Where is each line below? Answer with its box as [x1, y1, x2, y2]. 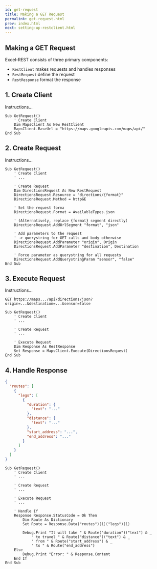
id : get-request [5, 7, 38, 12]
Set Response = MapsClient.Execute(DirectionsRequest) [14, 348, 128, 354]
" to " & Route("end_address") [31, 543, 95, 548]
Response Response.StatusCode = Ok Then [14, 513, 97, 518]
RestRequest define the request [12, 71, 75, 77]
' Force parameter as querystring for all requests [14, 253, 121, 257]
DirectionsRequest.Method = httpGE [14, 197, 87, 201]
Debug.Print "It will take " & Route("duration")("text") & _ [22, 530, 152, 535]
